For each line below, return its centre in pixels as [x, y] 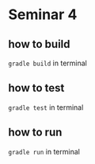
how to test [36, 88]
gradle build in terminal [47, 63]
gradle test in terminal [46, 107]
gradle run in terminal [44, 151]
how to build [39, 44]
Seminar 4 [43, 15]
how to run [35, 133]
